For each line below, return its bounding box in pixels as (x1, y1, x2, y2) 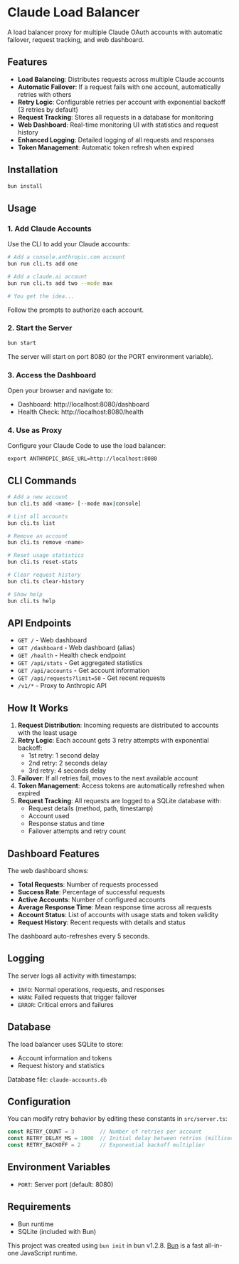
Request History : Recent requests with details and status (17, 918, 186, 926)
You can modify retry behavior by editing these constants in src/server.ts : (7, 1114, 228, 1123)
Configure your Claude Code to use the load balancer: (7, 442, 166, 450)
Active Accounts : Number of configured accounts (17, 895, 166, 904)
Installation (7, 164, 58, 176)
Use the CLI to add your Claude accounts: (7, 240, 130, 249)
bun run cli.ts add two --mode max (7, 279, 113, 287)
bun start (7, 339, 37, 346)
